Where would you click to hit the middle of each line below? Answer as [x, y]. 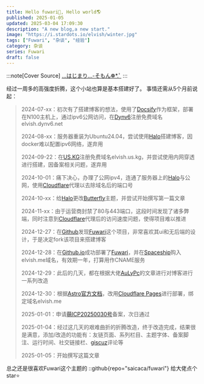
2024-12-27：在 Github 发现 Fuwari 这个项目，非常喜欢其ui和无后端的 [106, 231]
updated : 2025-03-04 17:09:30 [45, 23]
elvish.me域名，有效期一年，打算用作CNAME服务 [83, 259]
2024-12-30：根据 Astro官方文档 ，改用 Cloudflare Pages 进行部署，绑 [107, 293]
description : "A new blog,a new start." [58, 29]
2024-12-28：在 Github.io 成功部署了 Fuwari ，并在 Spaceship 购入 [101, 252]
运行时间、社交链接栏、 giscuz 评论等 [78, 342]
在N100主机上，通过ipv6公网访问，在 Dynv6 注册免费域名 [92, 117]
